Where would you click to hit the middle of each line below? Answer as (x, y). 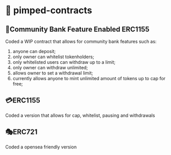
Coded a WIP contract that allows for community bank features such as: (81, 41)
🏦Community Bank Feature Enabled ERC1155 (77, 29)
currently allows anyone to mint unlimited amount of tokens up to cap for (89, 78)
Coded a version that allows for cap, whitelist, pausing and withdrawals (80, 115)
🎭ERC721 (21, 132)
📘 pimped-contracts (49, 10)
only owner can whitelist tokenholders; (53, 57)
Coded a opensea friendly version (41, 147)
